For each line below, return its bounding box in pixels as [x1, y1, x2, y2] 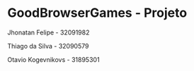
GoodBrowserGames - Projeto [7, 5, 188, 21]
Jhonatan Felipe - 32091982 [7, 28, 90, 37]
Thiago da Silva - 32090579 [7, 41, 89, 50]
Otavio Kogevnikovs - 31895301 [7, 55, 101, 64]
